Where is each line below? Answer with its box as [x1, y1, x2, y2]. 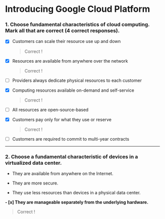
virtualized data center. [5, 159, 62, 166]
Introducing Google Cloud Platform [5, 3, 150, 15]
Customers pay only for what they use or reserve [12, 116, 112, 122]
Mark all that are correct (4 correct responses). [5, 27, 120, 34]
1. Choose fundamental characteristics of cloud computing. [5, 21, 150, 28]
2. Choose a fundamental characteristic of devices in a [5, 153, 138, 160]
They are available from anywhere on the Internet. [12, 171, 114, 177]
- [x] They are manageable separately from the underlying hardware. [5, 199, 149, 205]
